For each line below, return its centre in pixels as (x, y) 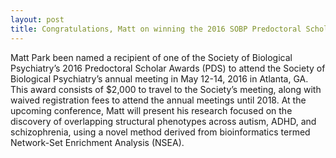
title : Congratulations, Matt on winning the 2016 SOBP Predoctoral (156, 29)
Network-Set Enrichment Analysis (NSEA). (97, 142)
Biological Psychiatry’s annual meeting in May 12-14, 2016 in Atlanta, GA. (159, 78)
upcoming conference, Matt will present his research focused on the (151, 110)
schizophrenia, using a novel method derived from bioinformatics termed (160, 132)
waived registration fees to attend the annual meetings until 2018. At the (158, 100)
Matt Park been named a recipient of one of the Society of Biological (151, 57)
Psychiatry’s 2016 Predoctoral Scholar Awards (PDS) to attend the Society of (168, 68)
